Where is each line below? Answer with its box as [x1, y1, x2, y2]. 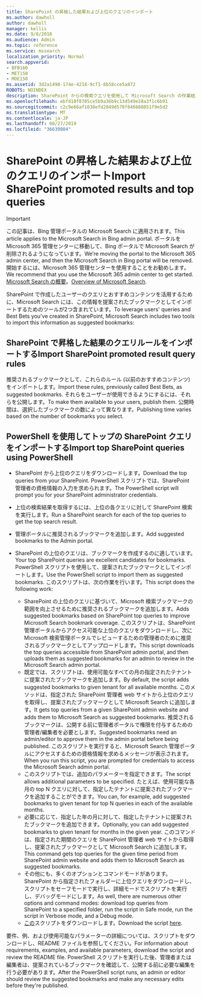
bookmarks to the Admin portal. [14, 537, 94, 544]
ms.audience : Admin [6, 37, 55, 43]
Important [6, 215, 31, 222]
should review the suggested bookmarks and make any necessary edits [6, 975, 185, 982]
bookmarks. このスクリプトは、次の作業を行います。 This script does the [14, 578, 195, 586]
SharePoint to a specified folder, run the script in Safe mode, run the [23, 905, 193, 913]
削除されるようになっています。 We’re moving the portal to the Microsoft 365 [6, 250, 195, 257]
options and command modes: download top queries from [23, 899, 168, 907]
